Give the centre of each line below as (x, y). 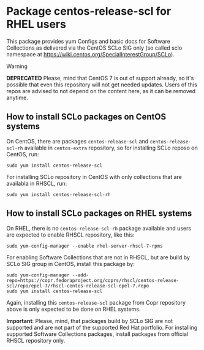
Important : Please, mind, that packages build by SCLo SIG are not (90, 321)
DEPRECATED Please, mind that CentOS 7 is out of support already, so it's (100, 78)
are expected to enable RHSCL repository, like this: (70, 235)
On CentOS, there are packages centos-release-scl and (77, 141)
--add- (80, 275)
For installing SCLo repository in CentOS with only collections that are (94, 177)
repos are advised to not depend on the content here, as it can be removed (101, 91)
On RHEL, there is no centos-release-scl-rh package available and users (99, 228)
